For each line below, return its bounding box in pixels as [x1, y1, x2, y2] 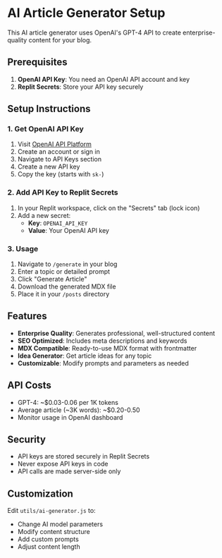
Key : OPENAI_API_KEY [27, 219, 88, 227]
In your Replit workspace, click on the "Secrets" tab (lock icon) [17, 203, 200, 212]
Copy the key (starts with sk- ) [17, 170, 104, 178]
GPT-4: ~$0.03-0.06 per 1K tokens [17, 398, 118, 406]
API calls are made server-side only [17, 467, 121, 475]
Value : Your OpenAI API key [27, 226, 109, 234]
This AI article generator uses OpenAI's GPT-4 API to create [7, 28, 182, 37]
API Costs [7, 380, 51, 392]
